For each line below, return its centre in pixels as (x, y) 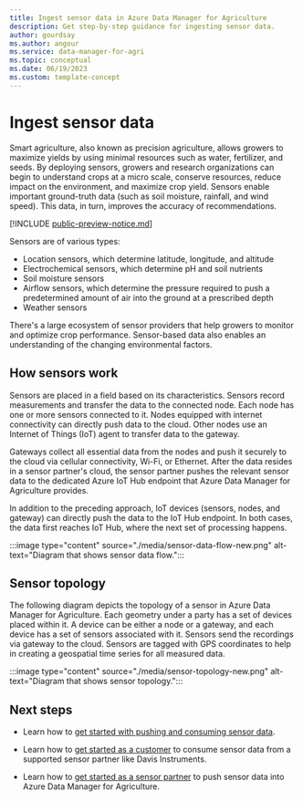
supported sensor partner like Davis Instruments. (115, 759)
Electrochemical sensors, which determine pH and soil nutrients (142, 268)
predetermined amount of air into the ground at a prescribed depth (148, 297)
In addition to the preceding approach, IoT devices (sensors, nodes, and (145, 508)
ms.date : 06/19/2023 (49, 69)
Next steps (41, 709)
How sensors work (64, 374)
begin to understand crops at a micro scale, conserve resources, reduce (145, 177)
